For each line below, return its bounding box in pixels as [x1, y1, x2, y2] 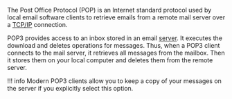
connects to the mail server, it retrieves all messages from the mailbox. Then [7, 48, 225, 57]
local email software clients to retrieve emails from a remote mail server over [7, 13, 226, 21]
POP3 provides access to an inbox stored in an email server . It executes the [7, 34, 223, 42]
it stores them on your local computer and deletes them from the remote [7, 56, 213, 64]
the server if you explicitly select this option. [7, 84, 134, 92]
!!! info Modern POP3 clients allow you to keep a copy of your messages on [7, 77, 222, 85]
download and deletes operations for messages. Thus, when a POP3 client [7, 42, 220, 49]
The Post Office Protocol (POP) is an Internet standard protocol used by [7, 6, 212, 14]
